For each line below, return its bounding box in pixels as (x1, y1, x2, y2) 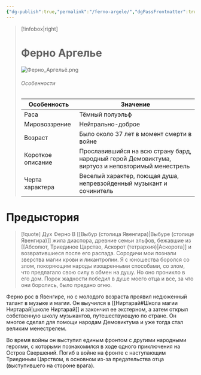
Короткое (23, 150, 52, 159)
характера (23, 183, 55, 191)
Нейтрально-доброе (79, 120, 141, 128)
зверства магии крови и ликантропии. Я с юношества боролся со (20, 256, 190, 263)
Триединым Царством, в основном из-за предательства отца (6, 355, 165, 362)
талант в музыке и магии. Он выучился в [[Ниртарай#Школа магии (6, 299, 178, 306)
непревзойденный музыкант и (79, 179, 167, 187)
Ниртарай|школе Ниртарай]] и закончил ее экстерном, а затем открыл (6, 306, 188, 313)
